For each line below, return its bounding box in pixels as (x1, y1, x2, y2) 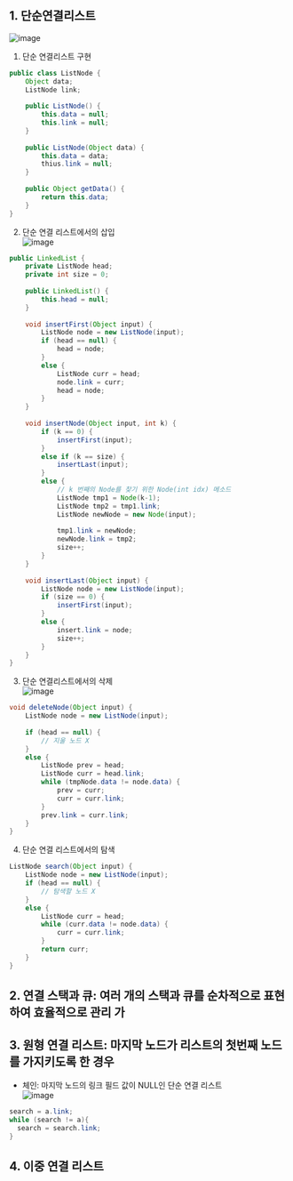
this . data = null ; (41, 110, 109, 119)
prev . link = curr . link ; (41, 810, 129, 820)
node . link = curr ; (56, 377, 125, 387)
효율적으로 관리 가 (33, 1005, 126, 1020)
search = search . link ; (17, 1123, 101, 1132)
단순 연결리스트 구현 (21, 51, 91, 61)
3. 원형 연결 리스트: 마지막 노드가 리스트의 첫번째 (9, 1038, 258, 1053)
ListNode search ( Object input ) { (9, 862, 133, 872)
